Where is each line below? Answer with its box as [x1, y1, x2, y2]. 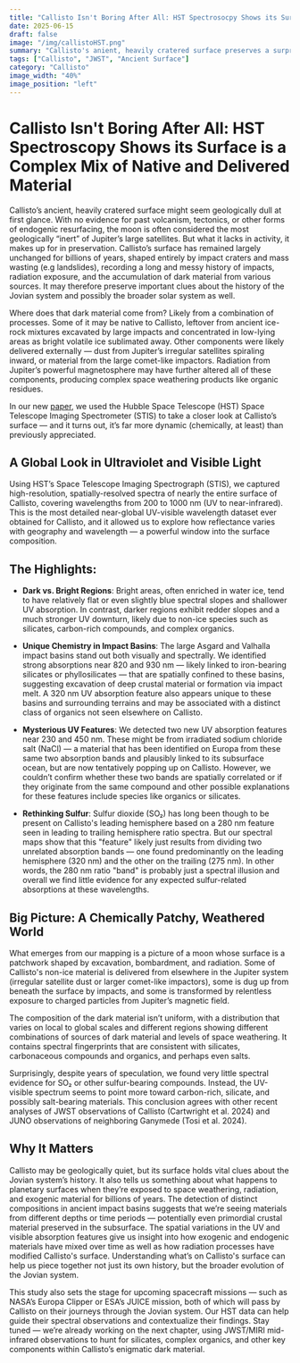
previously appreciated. [9, 429, 96, 440]
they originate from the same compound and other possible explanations [21, 781, 290, 792]
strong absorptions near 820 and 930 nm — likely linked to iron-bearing [21, 660, 287, 670]
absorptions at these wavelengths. [21, 884, 150, 895]
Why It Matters [9, 1141, 94, 1157]
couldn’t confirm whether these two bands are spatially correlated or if [21, 772, 283, 783]
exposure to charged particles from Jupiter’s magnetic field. [9, 996, 230, 1005]
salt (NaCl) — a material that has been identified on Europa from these [21, 744, 281, 754]
